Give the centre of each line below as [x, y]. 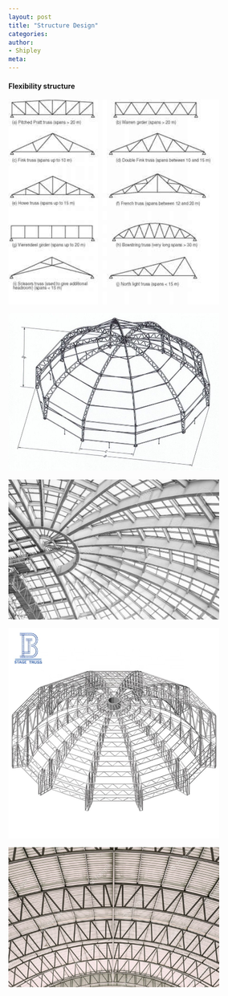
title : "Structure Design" [53, 25]
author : [21, 43]
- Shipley [25, 51]
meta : [17, 59]
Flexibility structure [42, 86]
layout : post [30, 17]
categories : [28, 34]
